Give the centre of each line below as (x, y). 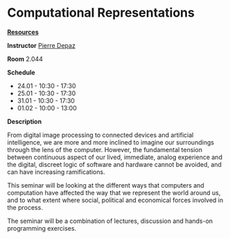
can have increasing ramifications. (56, 172)
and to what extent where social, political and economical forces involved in (115, 200)
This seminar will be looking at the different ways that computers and (106, 185)
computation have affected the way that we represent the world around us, (114, 192)
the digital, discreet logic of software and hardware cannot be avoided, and (114, 164)
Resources (23, 32)
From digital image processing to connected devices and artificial (100, 135)
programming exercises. (42, 228)
